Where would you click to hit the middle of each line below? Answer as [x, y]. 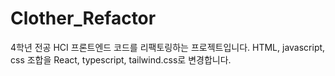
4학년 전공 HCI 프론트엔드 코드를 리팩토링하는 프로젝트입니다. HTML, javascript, [168, 47]
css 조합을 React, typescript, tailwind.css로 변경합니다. [121, 59]
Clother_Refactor [83, 18]
